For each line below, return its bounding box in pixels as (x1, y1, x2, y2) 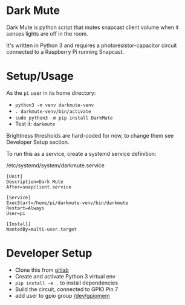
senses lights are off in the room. (6, 30, 88, 37)
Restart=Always (6, 205, 45, 211)
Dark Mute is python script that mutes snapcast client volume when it (6, 24, 179, 31)
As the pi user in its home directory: (6, 89, 96, 97)
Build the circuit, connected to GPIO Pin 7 (15, 285, 118, 293)
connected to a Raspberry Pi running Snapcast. (6, 48, 125, 55)
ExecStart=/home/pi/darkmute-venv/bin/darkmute (6, 200, 129, 206)
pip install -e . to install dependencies (15, 279, 118, 286)
